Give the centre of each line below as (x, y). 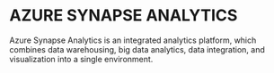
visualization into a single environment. (81, 59)
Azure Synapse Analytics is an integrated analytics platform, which (133, 40)
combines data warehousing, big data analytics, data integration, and (137, 49)
